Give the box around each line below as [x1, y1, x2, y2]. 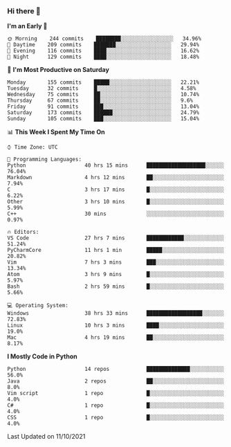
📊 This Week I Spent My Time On [7, 128, 105, 136]
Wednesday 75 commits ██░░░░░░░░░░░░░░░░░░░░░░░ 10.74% [7, 91, 199, 98]
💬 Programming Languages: [7, 156, 82, 163]
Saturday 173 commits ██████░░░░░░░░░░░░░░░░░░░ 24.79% [7, 109, 199, 116]
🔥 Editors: [7, 228, 39, 236]
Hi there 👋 [7, 6, 41, 16]
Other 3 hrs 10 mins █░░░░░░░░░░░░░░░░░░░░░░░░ [7, 199, 225, 206]
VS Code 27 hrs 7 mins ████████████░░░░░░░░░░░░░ [7, 235, 225, 241]
